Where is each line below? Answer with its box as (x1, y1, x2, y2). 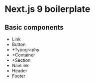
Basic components (4, 23, 64, 32)
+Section (11, 57, 31, 63)
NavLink (11, 63, 29, 68)
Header (11, 68, 28, 74)
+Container (11, 52, 35, 58)
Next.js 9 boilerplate (4, 3, 91, 15)
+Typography (11, 47, 40, 52)
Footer (11, 73, 26, 79)
